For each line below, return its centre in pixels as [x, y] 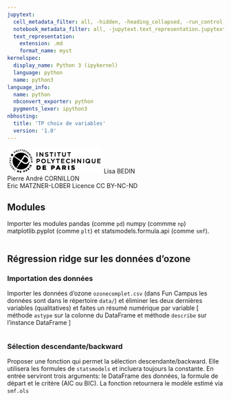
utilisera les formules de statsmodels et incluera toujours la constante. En [111, 369]
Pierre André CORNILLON [43, 178]
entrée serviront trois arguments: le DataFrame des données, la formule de [113, 376]
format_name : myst [46, 51]
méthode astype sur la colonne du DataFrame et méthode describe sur [107, 315]
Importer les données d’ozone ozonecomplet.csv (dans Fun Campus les [107, 293]
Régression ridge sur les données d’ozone [99, 259]
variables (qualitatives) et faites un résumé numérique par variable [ [103, 308]
